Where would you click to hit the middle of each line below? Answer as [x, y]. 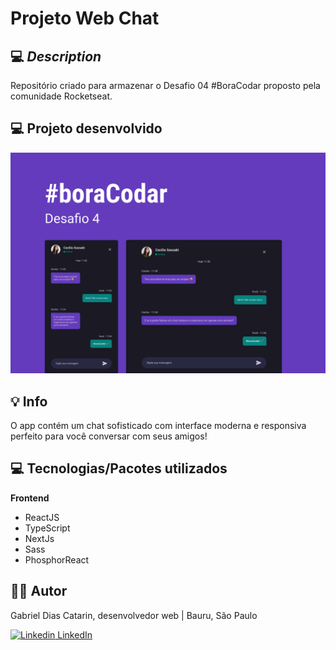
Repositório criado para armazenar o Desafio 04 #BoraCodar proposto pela [165, 85]
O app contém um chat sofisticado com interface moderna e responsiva [158, 426]
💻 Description [56, 56]
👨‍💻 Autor [39, 591]
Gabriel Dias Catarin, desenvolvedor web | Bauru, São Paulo [134, 615]
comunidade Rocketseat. [61, 96]
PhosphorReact [57, 559]
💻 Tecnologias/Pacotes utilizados [119, 468]
